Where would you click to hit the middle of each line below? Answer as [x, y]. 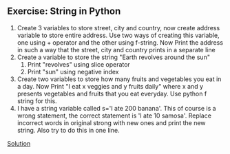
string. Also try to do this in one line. [68, 130]
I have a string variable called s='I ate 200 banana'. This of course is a [116, 108]
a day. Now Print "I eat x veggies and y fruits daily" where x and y [110, 86]
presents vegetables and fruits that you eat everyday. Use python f [112, 93]
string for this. [37, 101]
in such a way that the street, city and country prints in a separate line [116, 49]
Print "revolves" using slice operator [79, 64]
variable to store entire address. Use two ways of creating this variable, [118, 35]
